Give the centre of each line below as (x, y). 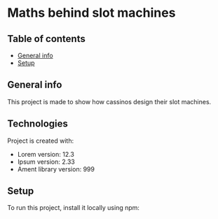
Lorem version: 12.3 (46, 154)
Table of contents (46, 39)
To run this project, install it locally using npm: (74, 208)
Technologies (38, 124)
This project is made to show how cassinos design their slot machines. (109, 101)
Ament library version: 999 (56, 169)
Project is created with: (41, 141)
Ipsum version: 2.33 (46, 162)
